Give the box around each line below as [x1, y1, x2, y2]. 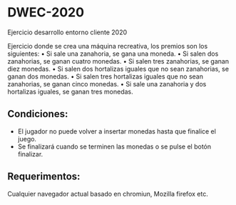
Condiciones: [7, 108, 68, 120]
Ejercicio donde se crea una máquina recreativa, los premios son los [7, 41, 208, 50]
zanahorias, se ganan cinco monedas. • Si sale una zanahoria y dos [7, 79, 207, 88]
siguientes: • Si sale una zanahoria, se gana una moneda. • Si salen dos [7, 49, 219, 58]
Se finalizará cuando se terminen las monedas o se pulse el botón [17, 142, 212, 151]
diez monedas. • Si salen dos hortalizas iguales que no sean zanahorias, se [7, 64, 230, 73]
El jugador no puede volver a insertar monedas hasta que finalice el [17, 126, 216, 136]
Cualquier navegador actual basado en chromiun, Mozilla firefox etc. [7, 189, 208, 198]
